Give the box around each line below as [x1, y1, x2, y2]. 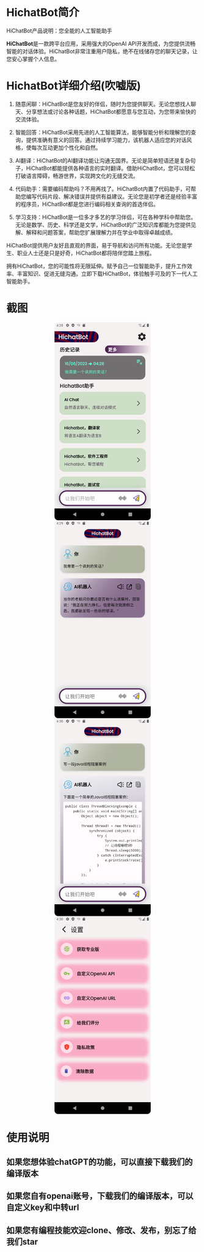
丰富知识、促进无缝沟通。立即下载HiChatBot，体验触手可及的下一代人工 [16, 270, 198, 277]
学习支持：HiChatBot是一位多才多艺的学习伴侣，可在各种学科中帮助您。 [15, 213, 197, 221]
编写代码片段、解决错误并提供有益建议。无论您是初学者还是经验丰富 [26, 193, 197, 200]
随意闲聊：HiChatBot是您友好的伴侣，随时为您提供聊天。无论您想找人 [15, 100, 191, 108]
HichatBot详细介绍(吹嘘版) [6, 79, 142, 93]
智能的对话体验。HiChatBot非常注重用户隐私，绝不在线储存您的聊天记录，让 [6, 47, 198, 55]
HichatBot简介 [6, 6, 79, 20]
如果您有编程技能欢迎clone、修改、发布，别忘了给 [6, 1225, 197, 1235]
